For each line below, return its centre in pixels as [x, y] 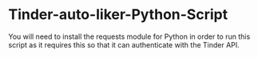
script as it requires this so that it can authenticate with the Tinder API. [124, 44]
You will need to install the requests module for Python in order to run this [129, 36]
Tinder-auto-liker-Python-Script [118, 15]
